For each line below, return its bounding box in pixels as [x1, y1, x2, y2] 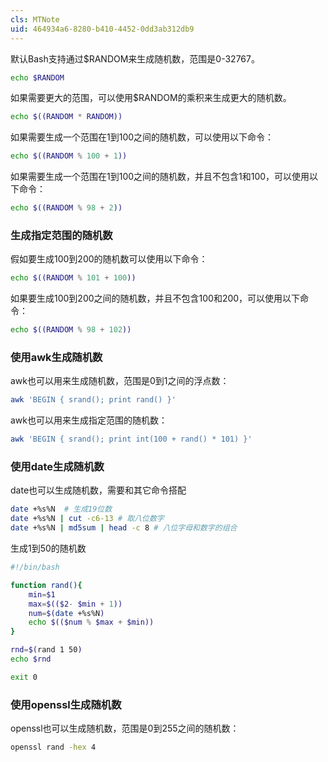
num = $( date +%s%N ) [28, 608, 105, 618]
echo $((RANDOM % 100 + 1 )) [10, 151, 128, 161]
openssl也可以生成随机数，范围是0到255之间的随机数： [10, 722, 240, 735]
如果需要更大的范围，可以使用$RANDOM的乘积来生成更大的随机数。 [10, 92, 292, 104]
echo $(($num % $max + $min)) [28, 617, 155, 628]
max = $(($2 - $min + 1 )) [28, 599, 123, 609]
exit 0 [10, 672, 38, 682]
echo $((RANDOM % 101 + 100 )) [10, 273, 137, 283]
